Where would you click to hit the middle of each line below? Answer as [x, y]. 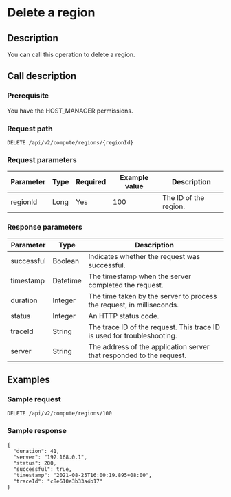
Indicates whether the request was [144, 256]
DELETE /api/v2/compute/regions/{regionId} [70, 142]
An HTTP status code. [124, 316]
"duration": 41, [36, 451]
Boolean [66, 261]
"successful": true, [43, 469]
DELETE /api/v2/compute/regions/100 [59, 414]
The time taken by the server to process [153, 296]
